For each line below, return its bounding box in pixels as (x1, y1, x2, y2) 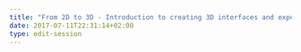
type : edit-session (9, 29, 82, 38)
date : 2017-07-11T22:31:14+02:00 (9, 21, 134, 30)
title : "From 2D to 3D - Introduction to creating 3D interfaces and (9, 12, 275, 22)
